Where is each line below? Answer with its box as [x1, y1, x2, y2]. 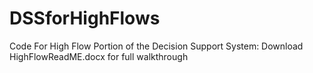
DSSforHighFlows [9, 7, 161, 30]
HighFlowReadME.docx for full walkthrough [9, 50, 189, 62]
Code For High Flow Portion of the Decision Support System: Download [9, 40, 304, 52]
